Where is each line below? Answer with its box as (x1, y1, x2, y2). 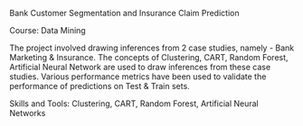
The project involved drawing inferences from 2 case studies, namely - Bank (9, 42, 295, 53)
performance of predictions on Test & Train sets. (9, 81, 190, 91)
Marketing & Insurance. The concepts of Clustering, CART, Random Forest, (9, 52, 289, 62)
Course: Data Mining (9, 25, 86, 35)
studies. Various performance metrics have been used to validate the (9, 71, 267, 82)
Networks (9, 108, 46, 118)
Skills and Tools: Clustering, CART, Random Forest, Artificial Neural (9, 98, 260, 109)
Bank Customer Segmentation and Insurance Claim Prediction (9, 8, 240, 18)
